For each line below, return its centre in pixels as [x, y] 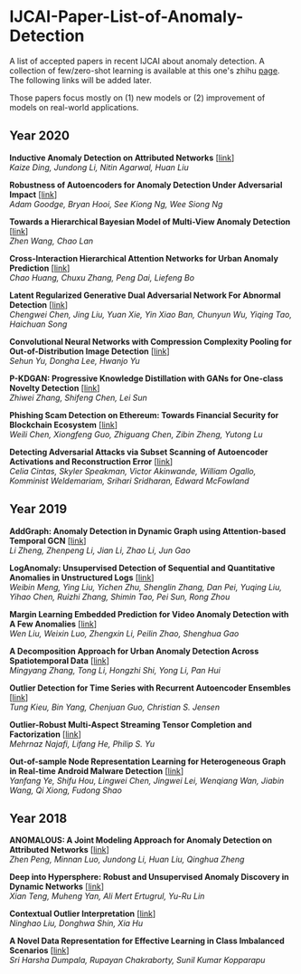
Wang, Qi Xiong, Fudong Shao [66, 790]
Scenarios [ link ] [39, 950]
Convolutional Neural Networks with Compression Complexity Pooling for [150, 341]
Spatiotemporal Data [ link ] [60, 660]
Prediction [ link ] [40, 268]
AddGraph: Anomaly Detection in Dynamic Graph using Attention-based [148, 530]
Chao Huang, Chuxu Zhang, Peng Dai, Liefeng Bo [102, 277]
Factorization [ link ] [45, 734]
